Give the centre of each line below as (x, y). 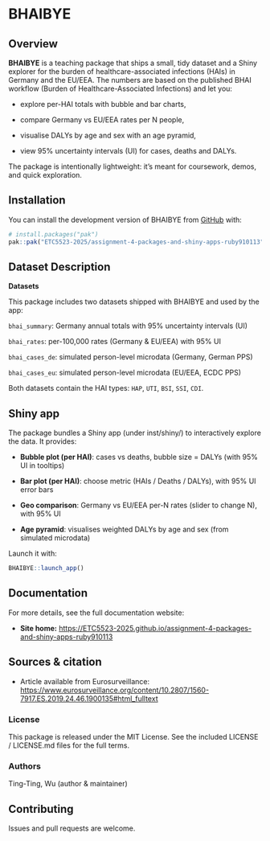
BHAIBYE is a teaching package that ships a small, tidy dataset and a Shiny (133, 63)
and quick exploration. (45, 175)
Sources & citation (55, 662)
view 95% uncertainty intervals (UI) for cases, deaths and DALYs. (128, 151)
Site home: (39, 628)
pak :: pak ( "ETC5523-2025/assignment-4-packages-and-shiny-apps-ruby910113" (136, 242)
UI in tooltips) (42, 466)
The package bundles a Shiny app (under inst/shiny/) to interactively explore (135, 433)
